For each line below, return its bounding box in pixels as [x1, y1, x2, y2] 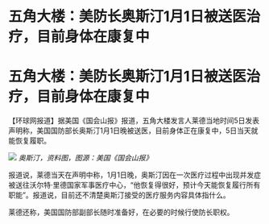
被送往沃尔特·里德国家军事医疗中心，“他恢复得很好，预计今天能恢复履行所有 [8, 180, 261, 190]
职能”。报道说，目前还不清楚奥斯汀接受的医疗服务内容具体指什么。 [8, 190, 231, 200]
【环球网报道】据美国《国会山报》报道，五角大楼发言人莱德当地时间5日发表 [8, 116, 260, 126]
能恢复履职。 [8, 136, 51, 146]
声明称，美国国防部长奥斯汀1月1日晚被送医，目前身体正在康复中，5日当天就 [8, 126, 259, 135]
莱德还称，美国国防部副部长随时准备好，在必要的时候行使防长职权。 [8, 207, 234, 218]
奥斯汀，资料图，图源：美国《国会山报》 [18, 153, 153, 163]
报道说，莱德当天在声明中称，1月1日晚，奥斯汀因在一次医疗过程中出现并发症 [8, 170, 262, 180]
